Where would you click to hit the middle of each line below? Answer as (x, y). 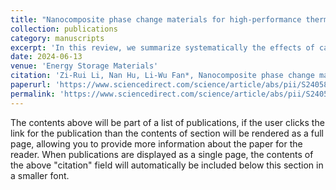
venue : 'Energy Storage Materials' (84, 66)
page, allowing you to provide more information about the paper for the (156, 143)
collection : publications (64, 29)
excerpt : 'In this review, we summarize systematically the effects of (162, 47)
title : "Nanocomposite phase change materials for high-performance (156, 19)
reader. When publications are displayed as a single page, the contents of (162, 154)
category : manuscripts (57, 38)
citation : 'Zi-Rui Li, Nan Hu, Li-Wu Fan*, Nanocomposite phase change (162, 76)
